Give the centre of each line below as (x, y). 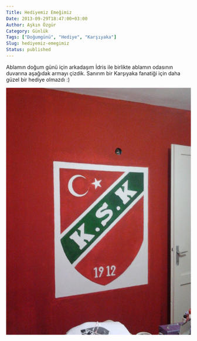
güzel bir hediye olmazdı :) (38, 79)
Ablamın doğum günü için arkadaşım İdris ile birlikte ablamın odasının (89, 67)
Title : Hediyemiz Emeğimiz (39, 12)
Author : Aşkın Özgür (31, 25)
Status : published (28, 50)
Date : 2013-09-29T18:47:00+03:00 (47, 19)
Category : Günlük (27, 31)
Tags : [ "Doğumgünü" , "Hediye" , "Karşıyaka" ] (61, 37)
